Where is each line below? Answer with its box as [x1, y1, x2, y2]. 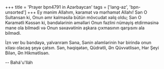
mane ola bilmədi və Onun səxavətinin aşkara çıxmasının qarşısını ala [5, 25, 145, 31]
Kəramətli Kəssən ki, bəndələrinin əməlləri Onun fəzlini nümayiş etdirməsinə [5, 20, 159, 25]
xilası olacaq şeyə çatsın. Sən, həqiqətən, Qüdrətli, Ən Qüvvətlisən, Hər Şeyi [5, 45, 159, 50]
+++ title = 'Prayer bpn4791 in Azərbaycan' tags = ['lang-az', [5, 4, 129, 10]
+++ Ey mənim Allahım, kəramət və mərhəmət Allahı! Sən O [27, 9, 148, 15]
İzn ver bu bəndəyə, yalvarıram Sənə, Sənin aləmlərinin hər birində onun [5, 40, 152, 46]
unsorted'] [5, 9, 27, 15]
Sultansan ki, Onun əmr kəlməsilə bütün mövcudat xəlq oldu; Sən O [5, 15, 142, 20]
